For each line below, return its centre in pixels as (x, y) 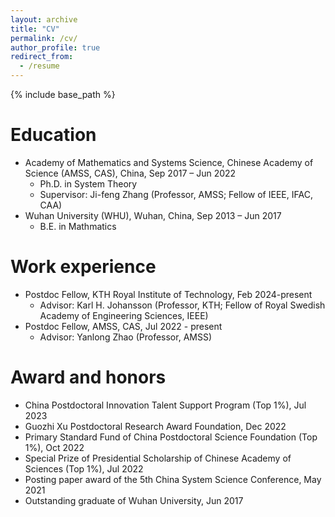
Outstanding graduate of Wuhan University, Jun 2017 (134, 500)
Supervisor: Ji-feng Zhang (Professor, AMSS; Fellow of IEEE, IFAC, (176, 194)
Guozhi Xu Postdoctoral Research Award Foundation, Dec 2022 (155, 426)
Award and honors (88, 377)
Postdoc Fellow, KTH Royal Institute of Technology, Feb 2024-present (168, 294)
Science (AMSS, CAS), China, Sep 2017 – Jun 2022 (130, 173)
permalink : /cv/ (44, 38)
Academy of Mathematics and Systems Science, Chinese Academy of (169, 162)
